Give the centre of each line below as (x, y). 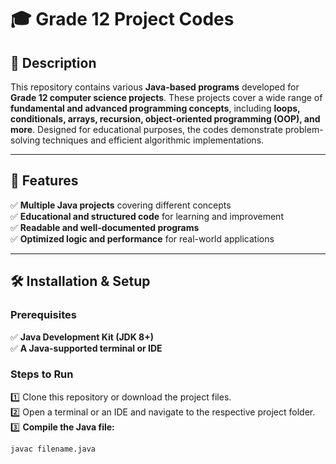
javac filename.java (53, 449)
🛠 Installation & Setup (80, 281)
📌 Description (53, 62)
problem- (304, 129)
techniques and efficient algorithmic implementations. (153, 140)
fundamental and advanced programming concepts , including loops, (155, 108)
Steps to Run (42, 374)
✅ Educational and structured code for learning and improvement (147, 216)
